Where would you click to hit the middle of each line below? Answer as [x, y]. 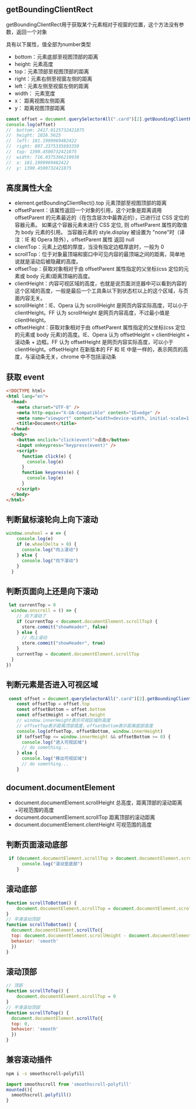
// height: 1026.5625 [34, 135]
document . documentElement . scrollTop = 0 [66, 997]
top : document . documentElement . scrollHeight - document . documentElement [101, 936]
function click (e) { [46, 456]
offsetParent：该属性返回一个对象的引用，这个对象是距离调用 [88, 210]
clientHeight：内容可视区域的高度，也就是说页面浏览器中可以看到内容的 [100, 284]
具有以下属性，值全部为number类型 [49, 44]
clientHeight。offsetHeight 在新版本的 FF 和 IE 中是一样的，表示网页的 [99, 349]
